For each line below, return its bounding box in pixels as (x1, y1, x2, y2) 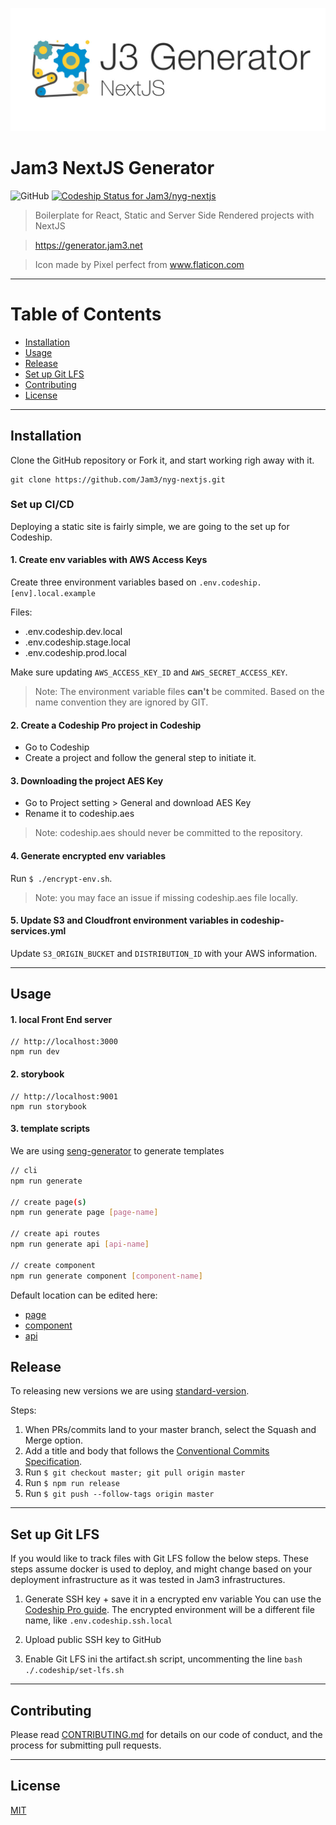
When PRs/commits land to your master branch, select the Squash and (24, 1424, 317, 1436)
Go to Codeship (24, 741, 90, 753)
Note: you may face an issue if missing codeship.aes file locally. (34, 891, 299, 903)
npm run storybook (10, 1101, 87, 1112)
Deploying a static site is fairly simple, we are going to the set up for (10, 520, 290, 532)
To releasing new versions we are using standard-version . (10, 1385, 250, 1397)
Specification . (24, 1456, 83, 1468)
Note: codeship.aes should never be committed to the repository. (34, 827, 303, 839)
